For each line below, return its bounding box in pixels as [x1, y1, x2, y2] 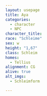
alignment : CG [5, 64, 36, 69]
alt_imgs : [5, 74, 27, 79]
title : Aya [5, 12, 29, 17]
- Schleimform [10, 79, 40, 84]
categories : [5, 17, 31, 22]
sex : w [5, 41, 19, 46]
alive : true [5, 69, 31, 75]
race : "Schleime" [5, 36, 42, 41]
